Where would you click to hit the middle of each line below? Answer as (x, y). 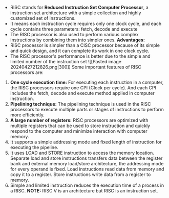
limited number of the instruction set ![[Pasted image (66, 61)
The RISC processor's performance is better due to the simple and (80, 56)
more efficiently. (27, 115)
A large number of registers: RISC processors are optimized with (79, 120)
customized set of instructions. (43, 18)
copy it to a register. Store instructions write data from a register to (80, 175)
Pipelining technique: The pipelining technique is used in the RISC (80, 104)
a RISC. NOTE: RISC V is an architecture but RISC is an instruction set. (84, 191)
